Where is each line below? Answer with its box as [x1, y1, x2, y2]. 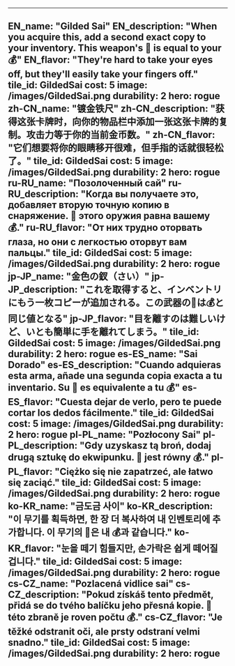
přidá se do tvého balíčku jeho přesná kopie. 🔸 [8, 600, 212, 612]
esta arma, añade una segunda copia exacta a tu [8, 370, 222, 382]
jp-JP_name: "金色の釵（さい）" [8, 271, 150, 282]
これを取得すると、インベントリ [84, 284, 222, 296]
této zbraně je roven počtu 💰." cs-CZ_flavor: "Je [8, 612, 222, 623]
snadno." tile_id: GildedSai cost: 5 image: [8, 637, 190, 649]
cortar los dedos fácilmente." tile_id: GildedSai [8, 407, 215, 419]
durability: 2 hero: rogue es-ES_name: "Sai [8, 348, 198, 360]
